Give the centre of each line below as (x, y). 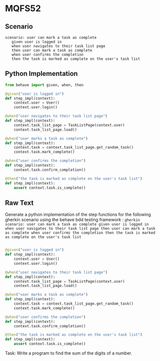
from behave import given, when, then (44, 85)
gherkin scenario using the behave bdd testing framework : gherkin (72, 220)
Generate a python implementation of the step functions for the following (78, 215)
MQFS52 (23, 9)
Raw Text (19, 203)
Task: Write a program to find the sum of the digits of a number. (69, 353)
